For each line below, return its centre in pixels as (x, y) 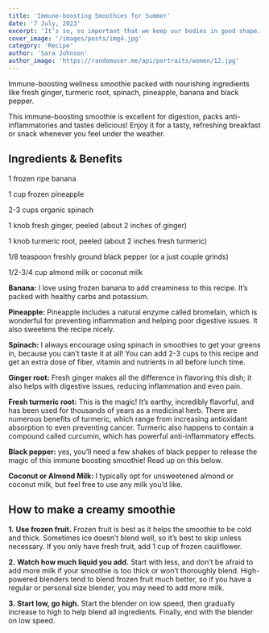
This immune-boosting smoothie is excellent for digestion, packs (116, 116)
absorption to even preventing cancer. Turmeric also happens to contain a (131, 427)
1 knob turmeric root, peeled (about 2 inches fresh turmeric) (108, 241)
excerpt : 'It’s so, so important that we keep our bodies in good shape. (135, 31)
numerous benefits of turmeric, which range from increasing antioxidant (128, 419)
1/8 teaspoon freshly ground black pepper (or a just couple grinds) (119, 256)
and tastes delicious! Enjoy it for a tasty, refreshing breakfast (160, 125)
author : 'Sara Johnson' (48, 53)
